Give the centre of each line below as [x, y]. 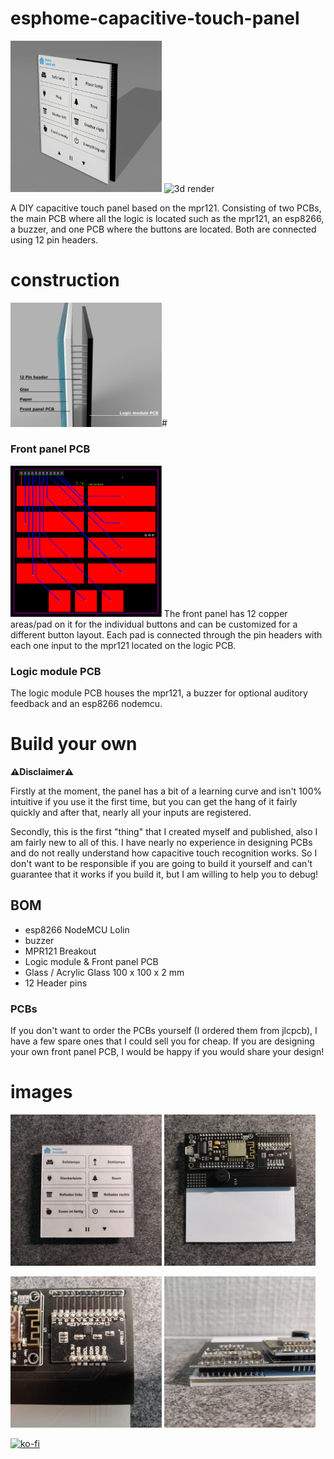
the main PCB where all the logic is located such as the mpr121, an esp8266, [167, 219]
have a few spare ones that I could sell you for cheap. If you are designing [162, 1041]
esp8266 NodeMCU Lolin [77, 929]
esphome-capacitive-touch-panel [155, 18]
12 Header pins [56, 983]
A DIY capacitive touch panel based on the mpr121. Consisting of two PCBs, [166, 208]
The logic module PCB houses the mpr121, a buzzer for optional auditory [159, 693]
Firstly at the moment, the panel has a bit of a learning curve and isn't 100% [166, 791]
